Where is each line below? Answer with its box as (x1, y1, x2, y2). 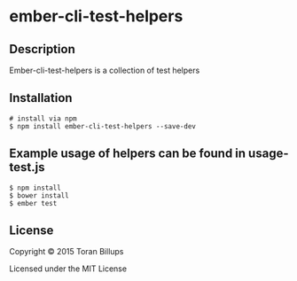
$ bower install (9, 191, 69, 200)
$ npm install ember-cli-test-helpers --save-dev (9, 121, 197, 130)
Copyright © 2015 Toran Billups (9, 246, 124, 257)
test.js (9, 160, 45, 175)
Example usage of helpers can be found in (9, 146, 246, 161)
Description (9, 42, 75, 57)
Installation (9, 90, 73, 105)
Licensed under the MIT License (9, 263, 127, 274)
